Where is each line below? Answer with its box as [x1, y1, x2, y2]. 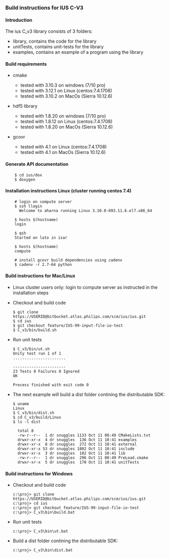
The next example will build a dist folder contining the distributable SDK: [12, 391, 165, 397]
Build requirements [5, 61, 47, 67]
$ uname [12, 401, 29, 407]
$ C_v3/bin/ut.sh [12, 346, 50, 352]
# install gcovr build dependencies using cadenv [14, 257, 123, 263]
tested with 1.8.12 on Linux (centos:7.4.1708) [20, 119, 113, 125]
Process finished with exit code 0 [12, 382, 89, 388]
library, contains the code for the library [12, 38, 97, 45]
